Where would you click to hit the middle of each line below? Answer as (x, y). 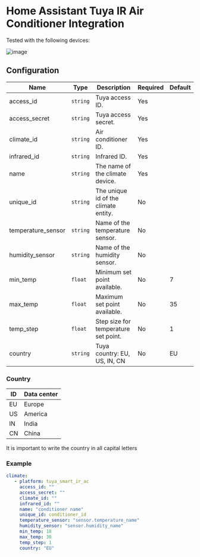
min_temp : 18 (35, 532)
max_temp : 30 (35, 537)
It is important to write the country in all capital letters (72, 448)
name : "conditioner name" (51, 509)
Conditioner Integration (65, 24)
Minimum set (114, 272)
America (35, 414)
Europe (34, 404)
